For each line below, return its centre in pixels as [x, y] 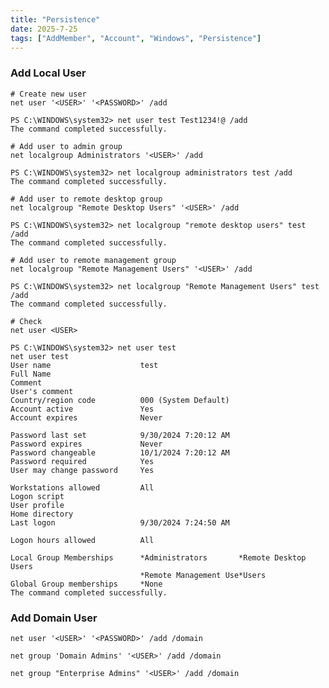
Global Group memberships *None [86, 584]
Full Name [31, 374]
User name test [84, 365]
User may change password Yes [82, 470]
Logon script [37, 496]
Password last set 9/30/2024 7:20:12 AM [120, 435]
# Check [26, 321]
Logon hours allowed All [82, 540]
